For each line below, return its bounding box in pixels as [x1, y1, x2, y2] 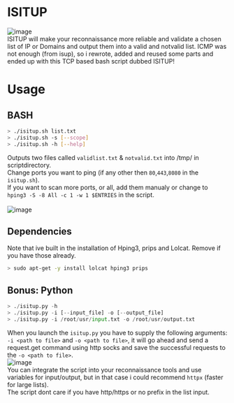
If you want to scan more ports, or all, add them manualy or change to [7, 183, 208, 191]
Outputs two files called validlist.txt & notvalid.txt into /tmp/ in [7, 153, 199, 161]
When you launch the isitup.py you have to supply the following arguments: [7, 328, 228, 337]
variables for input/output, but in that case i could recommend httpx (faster [7, 373, 224, 381]
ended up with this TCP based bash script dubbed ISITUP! [7, 57, 175, 65]
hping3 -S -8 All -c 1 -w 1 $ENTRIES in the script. [7, 190, 155, 199]
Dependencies [7, 225, 72, 237]
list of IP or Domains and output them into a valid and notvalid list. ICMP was [7, 42, 227, 50]
